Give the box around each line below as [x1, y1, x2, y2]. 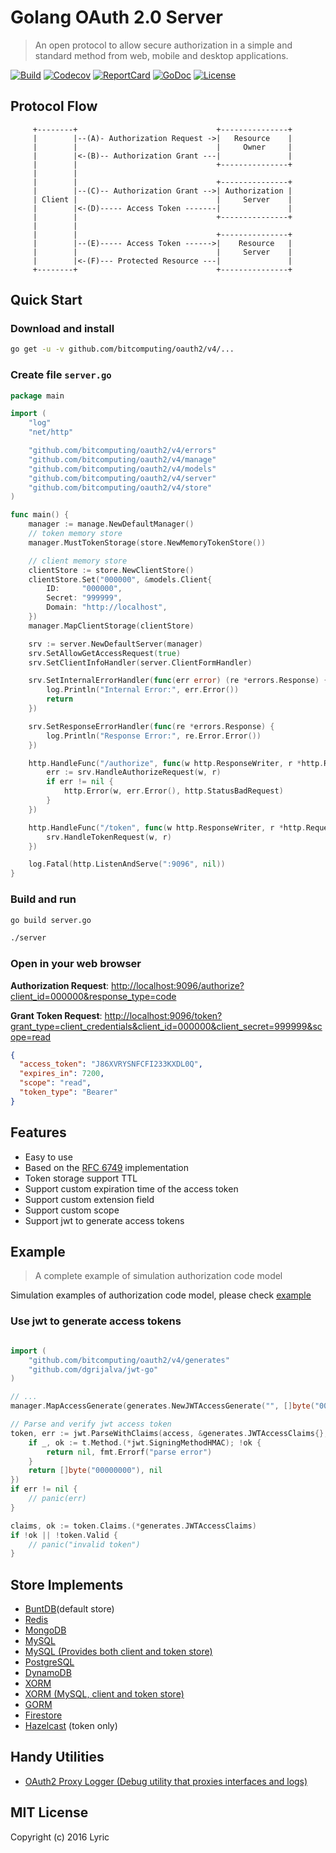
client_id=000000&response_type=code [10, 990, 177, 1002]
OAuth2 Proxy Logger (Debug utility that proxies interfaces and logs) [24, 1775, 308, 1787]
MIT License [10, 1804, 89, 1821]
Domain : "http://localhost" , [46, 602, 168, 613]
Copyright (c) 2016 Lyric [10, 1831, 110, 1843]
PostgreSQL [24, 1656, 75, 1668]
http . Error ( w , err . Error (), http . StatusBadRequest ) [63, 786, 284, 796]
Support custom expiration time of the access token [24, 1182, 239, 1195]
